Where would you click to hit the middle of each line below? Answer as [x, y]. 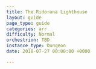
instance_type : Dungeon [36, 46]
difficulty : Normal [31, 34]
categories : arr [27, 29]
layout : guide [24, 18]
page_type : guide [28, 23]
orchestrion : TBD [28, 40]
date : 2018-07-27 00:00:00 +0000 [48, 51]
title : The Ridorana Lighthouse [47, 12]
